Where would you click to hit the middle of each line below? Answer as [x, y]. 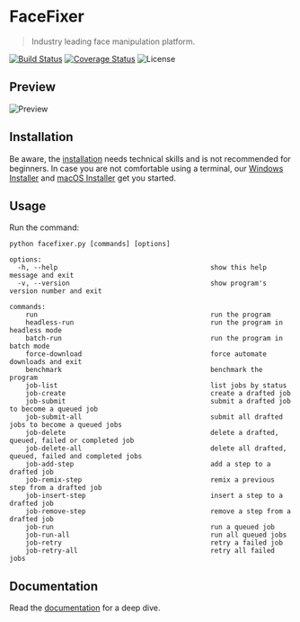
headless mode [36, 331]
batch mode [30, 347]
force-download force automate [146, 354]
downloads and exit [46, 362]
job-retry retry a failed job [154, 543]
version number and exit [56, 291]
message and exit [42, 276]
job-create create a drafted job [159, 394]
